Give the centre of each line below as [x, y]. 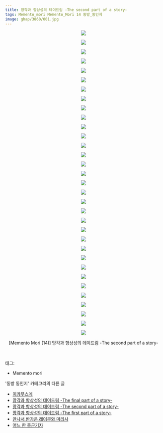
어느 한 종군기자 [28, 426]
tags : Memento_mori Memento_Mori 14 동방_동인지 [54, 14]
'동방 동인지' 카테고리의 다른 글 [35, 384]
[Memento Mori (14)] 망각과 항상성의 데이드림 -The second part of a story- [83, 343]
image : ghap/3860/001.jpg [32, 19]
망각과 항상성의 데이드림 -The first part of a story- [62, 413]
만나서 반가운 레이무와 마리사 [40, 419]
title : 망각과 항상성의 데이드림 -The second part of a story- [66, 10]
